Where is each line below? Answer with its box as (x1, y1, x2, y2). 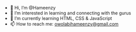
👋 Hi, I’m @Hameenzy (10, 5, 56, 10)
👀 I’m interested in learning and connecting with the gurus (10, 10, 131, 16)
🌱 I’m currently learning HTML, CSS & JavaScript (10, 15, 113, 21)
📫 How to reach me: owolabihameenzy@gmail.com (10, 21, 119, 27)
